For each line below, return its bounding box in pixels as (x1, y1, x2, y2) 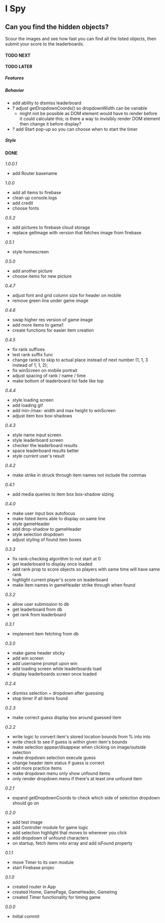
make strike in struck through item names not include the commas (12, 472, 147, 478)
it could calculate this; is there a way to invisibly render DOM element (19, 116, 160, 122)
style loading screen (12, 397, 54, 403)
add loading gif (12, 402, 43, 408)
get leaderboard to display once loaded (12, 561, 93, 567)
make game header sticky (12, 650, 65, 656)
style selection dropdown (12, 532, 64, 538)
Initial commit (12, 914, 40, 920)
